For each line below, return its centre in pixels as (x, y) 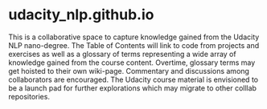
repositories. (29, 96)
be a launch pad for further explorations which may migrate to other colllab (133, 88)
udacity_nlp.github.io (81, 15)
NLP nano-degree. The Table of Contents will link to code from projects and (134, 45)
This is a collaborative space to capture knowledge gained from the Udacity (134, 37)
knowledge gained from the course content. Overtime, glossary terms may (132, 63)
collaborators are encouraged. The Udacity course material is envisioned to (133, 79)
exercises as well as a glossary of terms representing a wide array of (122, 54)
